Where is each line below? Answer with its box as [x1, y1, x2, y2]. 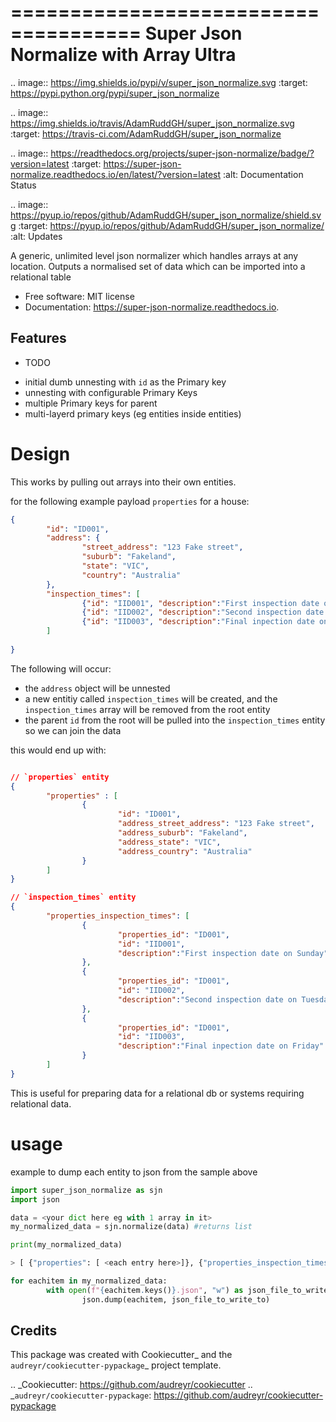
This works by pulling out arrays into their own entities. [10, 476, 237, 488]
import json [10, 1194, 60, 1205]
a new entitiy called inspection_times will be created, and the [24, 692, 278, 705]
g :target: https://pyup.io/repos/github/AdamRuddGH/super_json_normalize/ [10, 219, 325, 231]
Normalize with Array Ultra [10, 44, 237, 66]
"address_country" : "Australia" [117, 846, 253, 856]
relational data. [10, 1097, 72, 1110]
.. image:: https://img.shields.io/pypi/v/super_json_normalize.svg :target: [10, 76, 308, 88]
